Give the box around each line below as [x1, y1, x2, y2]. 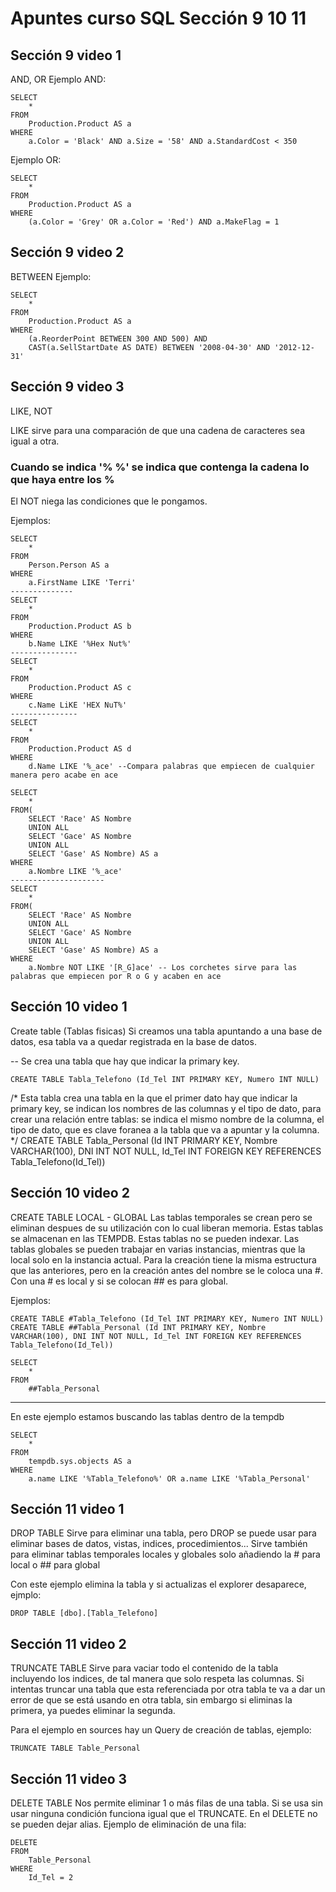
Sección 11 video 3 [10, 1770, 128, 1787]
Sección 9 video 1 [10, 47, 122, 64]
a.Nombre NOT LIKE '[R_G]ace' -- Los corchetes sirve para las [28, 962, 298, 972]
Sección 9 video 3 [10, 378, 125, 396]
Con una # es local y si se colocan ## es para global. [10, 1275, 229, 1287]
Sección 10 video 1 [10, 998, 128, 1016]
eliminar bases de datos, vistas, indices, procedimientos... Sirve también [10, 1538, 308, 1550]
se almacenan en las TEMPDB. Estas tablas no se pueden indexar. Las [10, 1232, 300, 1244]
